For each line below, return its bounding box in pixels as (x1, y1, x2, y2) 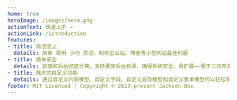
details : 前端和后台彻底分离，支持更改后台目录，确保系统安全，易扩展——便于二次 (13, 63, 222, 70)
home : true (7, 10, 39, 18)
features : (7, 37, 37, 44)
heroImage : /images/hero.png (7, 17, 93, 24)
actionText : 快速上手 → (7, 23, 73, 30)
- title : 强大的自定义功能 (7, 69, 78, 76)
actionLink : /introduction (7, 30, 87, 37)
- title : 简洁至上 (7, 43, 58, 50)
